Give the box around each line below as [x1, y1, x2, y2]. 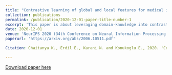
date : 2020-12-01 [5, 27, 42, 32]
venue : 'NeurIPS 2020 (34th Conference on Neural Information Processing [5, 31, 166, 36]
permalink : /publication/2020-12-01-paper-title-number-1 [5, 17, 132, 22]
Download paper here [5, 64, 51, 70]
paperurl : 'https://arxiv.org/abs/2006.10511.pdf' [5, 36, 116, 42]
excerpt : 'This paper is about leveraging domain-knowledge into [5, 22, 147, 27]
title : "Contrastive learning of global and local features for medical [5, 7, 164, 13]
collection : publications [5, 12, 60, 17]
